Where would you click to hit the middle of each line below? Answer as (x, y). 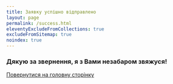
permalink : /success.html (39, 23)
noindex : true (24, 40)
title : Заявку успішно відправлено (51, 12)
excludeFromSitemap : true (39, 35)
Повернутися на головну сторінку (50, 75)
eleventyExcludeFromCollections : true (55, 29)
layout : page (23, 18)
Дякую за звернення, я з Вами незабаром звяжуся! (87, 61)
